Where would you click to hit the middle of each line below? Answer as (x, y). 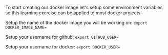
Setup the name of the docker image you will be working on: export (76, 23)
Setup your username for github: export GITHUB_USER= (62, 37)
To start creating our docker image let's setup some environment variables (84, 7)
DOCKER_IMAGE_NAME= (26, 28)
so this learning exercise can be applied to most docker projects (73, 13)
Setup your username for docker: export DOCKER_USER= (63, 47)
